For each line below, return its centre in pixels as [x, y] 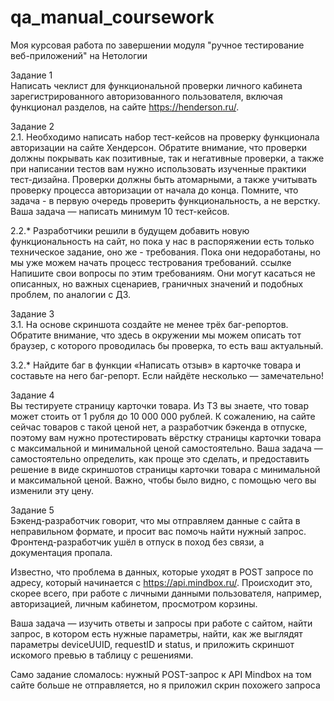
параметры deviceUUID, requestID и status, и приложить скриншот [152, 644]
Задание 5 [32, 510]
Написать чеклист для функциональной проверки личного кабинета [156, 85]
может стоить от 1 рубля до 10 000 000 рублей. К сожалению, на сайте [163, 416]
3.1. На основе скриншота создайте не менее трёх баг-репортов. [149, 324]
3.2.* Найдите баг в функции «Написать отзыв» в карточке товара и [156, 365]
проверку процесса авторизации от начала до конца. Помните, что [154, 190]
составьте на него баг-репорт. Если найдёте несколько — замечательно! [167, 375]
